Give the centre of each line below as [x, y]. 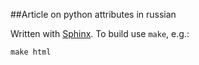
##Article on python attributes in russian [93, 14]
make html [31, 52]
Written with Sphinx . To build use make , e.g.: [100, 33]
